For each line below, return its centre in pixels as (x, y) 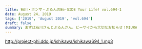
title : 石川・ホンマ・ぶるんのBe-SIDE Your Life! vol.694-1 (63, 9)
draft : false (18, 23)
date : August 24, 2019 (28, 14)
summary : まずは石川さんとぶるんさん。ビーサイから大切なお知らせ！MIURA (71, 28)
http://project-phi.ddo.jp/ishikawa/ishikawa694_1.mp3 (59, 41)
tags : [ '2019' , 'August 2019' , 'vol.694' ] (49, 18)
